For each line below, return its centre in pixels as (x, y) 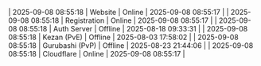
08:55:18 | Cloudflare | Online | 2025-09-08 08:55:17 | (97, 54)
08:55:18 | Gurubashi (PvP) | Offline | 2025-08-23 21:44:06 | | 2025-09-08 (131, 46)
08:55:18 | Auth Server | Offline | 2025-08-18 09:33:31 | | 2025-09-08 (133, 29)
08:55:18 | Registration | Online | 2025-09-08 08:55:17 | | (124, 20)
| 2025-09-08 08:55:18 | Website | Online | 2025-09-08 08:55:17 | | (119, 12)
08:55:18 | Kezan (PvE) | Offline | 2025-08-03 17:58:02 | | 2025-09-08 (123, 37)
